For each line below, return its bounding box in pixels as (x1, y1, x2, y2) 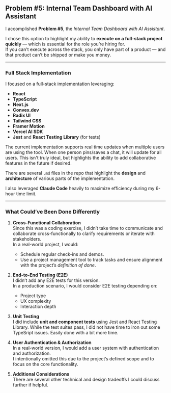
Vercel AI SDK (12, 128, 43, 135)
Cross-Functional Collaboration (12, 220, 81, 226)
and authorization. (12, 350, 51, 356)
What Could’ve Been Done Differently (5, 208, 100, 216)
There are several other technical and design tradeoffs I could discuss (12, 377, 160, 383)
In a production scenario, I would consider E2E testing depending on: (12, 283, 158, 289)
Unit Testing (12, 313, 39, 320)
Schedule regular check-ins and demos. (20, 251, 104, 257)
